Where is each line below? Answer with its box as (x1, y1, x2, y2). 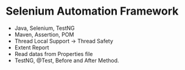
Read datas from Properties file (14, 50, 93, 57)
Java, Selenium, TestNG (14, 24, 75, 32)
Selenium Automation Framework (5, 4, 179, 18)
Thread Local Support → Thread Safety (14, 37, 114, 44)
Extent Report (14, 44, 49, 51)
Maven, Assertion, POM (14, 30, 74, 38)
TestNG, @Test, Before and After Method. (14, 57, 119, 64)
